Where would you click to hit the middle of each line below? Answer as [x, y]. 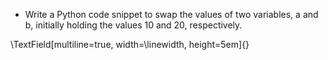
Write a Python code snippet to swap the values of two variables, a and [171, 14]
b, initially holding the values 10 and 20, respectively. [133, 25]
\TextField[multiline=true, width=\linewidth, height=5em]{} [130, 44]
